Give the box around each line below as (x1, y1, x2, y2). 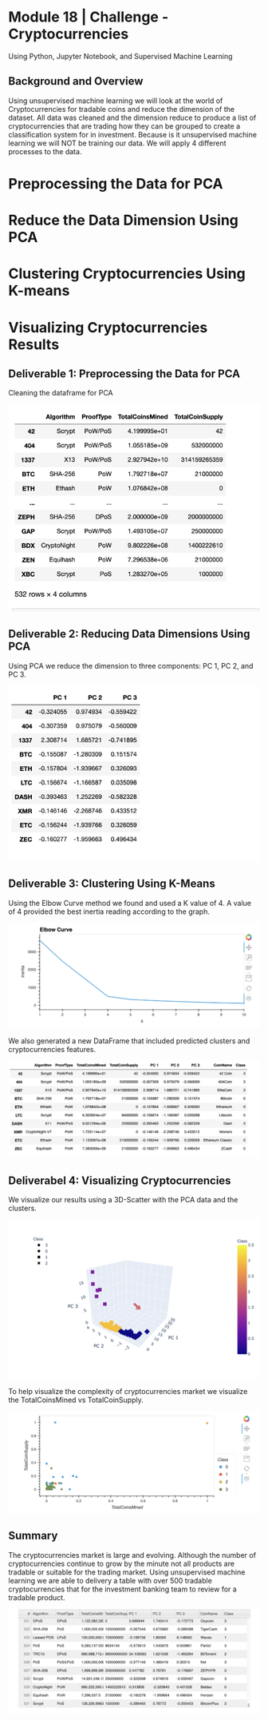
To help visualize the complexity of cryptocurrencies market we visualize (8, 1387, 248, 1396)
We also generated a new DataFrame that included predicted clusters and (8, 1035, 250, 1046)
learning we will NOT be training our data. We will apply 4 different (8, 138, 227, 148)
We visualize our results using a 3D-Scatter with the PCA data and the (8, 1195, 238, 1205)
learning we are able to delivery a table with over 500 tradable (8, 1575, 213, 1585)
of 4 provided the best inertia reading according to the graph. (8, 907, 210, 916)
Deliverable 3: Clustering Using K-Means (8, 877, 215, 891)
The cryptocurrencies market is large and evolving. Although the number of (8, 1550, 257, 1559)
